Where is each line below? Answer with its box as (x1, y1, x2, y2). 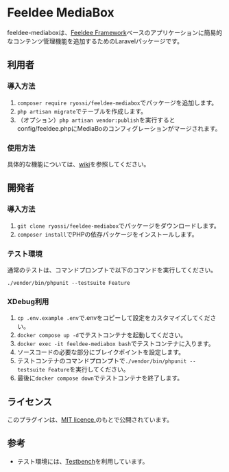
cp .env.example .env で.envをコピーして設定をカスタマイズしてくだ (16, 314, 210, 322)
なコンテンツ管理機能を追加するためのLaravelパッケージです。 (7, 36, 184, 45)
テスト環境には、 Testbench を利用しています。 (16, 457, 149, 465)
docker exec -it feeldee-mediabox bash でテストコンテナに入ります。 (16, 339, 215, 348)
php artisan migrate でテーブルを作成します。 (16, 107, 147, 115)
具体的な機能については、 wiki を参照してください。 (7, 160, 150, 168)
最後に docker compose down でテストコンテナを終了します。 (16, 374, 184, 383)
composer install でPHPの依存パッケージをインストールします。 (16, 230, 198, 238)
